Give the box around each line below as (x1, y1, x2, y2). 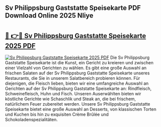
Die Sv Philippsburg (110, 54, 150, 60)
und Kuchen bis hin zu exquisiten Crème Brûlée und (5, 111, 109, 117)
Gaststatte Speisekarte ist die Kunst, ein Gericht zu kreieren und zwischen (5, 60, 154, 65)
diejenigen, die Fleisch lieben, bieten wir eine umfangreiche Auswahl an (5, 80, 149, 86)
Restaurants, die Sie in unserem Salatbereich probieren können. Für (5, 75, 140, 81)
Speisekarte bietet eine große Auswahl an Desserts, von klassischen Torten (5, 107, 157, 112)
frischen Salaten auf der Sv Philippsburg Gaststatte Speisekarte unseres (5, 70, 150, 76)
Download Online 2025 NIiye (5, 12, 94, 20)
